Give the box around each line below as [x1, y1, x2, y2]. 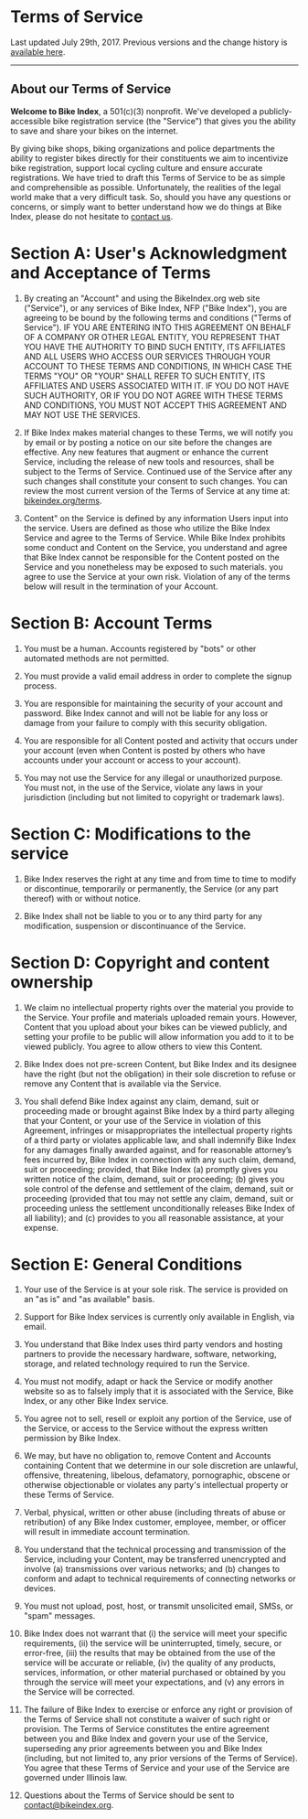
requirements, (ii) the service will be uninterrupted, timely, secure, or [23, 1638, 282, 1649]
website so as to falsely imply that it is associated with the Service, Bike [23, 1386, 294, 1396]
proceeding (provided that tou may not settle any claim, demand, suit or [23, 1193, 294, 1204]
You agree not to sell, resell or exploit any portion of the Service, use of [23, 1413, 292, 1424]
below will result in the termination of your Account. [23, 581, 218, 592]
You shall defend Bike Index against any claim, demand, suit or [23, 1096, 260, 1107]
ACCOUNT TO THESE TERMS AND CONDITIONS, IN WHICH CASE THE [23, 360, 292, 371]
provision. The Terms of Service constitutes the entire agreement [23, 1724, 270, 1735]
